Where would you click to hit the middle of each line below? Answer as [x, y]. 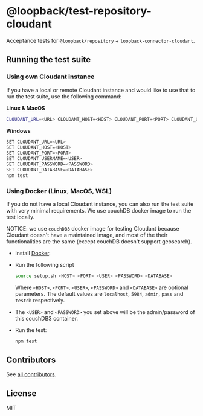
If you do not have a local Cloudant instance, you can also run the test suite [100, 204]
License [21, 393]
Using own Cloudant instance [50, 77]
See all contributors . [31, 374]
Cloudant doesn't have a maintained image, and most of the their [87, 235]
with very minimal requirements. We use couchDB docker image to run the [99, 210]
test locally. [21, 217]
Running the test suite [49, 59]
